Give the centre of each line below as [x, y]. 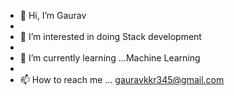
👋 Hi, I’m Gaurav [53, 15]
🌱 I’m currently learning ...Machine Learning [110, 58]
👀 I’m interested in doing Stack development [110, 36]
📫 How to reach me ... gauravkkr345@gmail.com [122, 79]
